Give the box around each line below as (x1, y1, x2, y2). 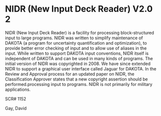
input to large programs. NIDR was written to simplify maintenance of (5, 35, 143, 41)
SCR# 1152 (5, 96, 27, 101)
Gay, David (5, 105, 27, 111)
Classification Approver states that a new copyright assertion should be (5, 76, 148, 82)
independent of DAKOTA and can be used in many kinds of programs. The (5, 55, 153, 61)
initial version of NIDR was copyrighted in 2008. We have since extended (5, 61, 151, 66)
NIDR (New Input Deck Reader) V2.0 (5, 3, 153, 15)
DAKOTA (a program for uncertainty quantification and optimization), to (5, 40, 147, 46)
